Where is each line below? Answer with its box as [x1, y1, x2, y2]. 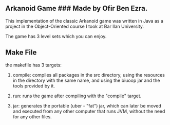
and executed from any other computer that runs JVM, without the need [12, 108, 165, 114]
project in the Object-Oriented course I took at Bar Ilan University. [5, 23, 144, 29]
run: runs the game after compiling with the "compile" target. [12, 93, 142, 99]
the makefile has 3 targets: [5, 62, 62, 68]
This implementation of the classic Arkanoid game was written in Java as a [5, 17, 163, 24]
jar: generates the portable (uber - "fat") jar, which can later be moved [12, 102, 162, 109]
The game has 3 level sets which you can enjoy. [5, 33, 107, 39]
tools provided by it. [12, 82, 55, 89]
